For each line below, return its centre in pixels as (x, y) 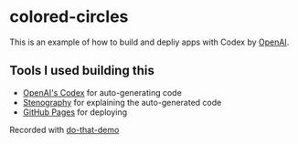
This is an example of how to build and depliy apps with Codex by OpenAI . (149, 42)
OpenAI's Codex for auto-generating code (102, 92)
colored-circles (69, 17)
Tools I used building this (82, 71)
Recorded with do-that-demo (64, 129)
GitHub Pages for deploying (75, 112)
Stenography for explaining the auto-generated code (122, 102)
